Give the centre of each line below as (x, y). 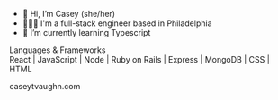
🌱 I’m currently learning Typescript (86, 33)
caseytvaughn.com (45, 86)
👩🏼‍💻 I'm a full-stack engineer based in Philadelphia (117, 23)
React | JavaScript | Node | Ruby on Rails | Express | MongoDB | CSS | (139, 59)
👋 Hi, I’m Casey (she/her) (68, 14)
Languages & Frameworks (58, 50)
